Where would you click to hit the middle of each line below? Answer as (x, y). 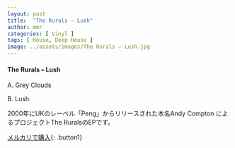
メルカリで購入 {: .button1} (45, 137)
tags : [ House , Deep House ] (50, 40)
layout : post (27, 14)
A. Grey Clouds (29, 85)
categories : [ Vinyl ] (41, 34)
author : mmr (25, 27)
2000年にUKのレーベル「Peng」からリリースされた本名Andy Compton (111, 113)
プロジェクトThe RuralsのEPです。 (64, 123)
